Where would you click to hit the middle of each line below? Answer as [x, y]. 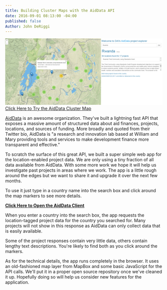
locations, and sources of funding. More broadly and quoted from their [78, 129]
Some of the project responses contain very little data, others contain [77, 241]
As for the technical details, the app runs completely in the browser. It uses [82, 261]
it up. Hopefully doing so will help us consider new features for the [74, 277]
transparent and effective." [33, 144]
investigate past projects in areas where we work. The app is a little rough [81, 170]
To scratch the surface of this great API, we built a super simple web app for [83, 154]
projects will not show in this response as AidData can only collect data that [83, 226]
